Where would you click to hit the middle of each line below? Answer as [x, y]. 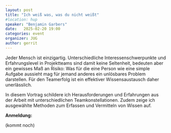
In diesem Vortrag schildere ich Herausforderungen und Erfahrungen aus [82, 94]
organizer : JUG [21, 39]
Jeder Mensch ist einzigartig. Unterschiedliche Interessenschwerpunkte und [86, 58]
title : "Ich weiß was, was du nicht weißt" [52, 15]
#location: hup [21, 19]
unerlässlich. [19, 85]
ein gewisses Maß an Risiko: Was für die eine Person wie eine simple [78, 68]
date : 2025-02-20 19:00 [33, 29]
